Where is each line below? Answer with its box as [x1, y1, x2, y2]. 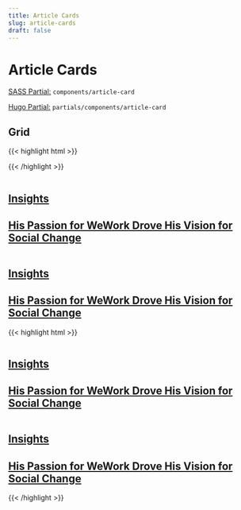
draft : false [8, 26, 52, 34]
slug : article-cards [8, 19, 77, 27]
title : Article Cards [8, 11, 80, 20]
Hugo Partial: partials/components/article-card [8, 102, 166, 112]
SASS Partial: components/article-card [8, 87, 135, 96]
